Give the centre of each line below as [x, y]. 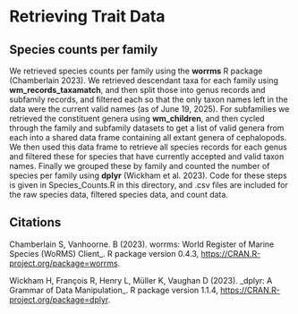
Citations [35, 222]
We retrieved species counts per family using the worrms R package [136, 71]
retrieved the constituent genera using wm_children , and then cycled [137, 119]
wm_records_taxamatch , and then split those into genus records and [137, 90]
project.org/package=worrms [64, 263]
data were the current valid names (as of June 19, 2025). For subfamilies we [149, 109]
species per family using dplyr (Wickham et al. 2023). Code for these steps [149, 175]
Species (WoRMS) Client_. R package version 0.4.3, [104, 253]
